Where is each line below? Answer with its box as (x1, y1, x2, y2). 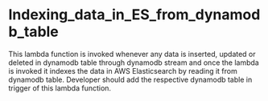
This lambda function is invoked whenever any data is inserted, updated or (8, 49, 256, 59)
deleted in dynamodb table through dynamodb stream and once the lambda (8, 58, 259, 67)
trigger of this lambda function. (8, 83, 111, 93)
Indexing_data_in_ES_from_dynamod (8, 6, 261, 24)
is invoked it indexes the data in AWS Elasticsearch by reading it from (8, 66, 237, 75)
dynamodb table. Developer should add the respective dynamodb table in (8, 75, 253, 84)
